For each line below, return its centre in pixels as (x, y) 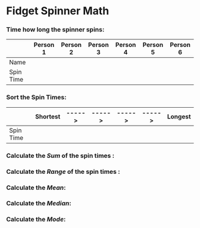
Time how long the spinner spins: (55, 30)
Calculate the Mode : (36, 220)
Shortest (48, 116)
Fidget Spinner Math (58, 11)
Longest (179, 116)
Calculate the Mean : (36, 188)
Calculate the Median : (39, 204)
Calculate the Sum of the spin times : (60, 155)
